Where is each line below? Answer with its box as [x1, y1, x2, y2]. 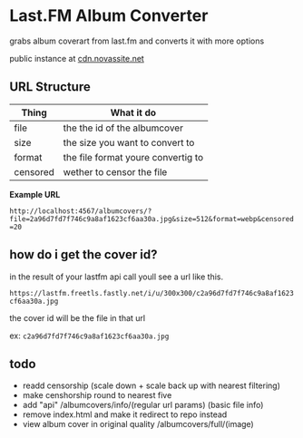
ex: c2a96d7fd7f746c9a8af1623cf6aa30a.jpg [9, 330, 170, 341]
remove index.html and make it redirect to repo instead [22, 409, 228, 420]
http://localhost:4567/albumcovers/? [9, 206, 152, 216]
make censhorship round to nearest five [22, 390, 172, 401]
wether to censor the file [63, 165, 168, 178]
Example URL [9, 189, 61, 200]
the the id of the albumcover [63, 122, 184, 134]
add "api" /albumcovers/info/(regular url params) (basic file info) [22, 400, 264, 411]
